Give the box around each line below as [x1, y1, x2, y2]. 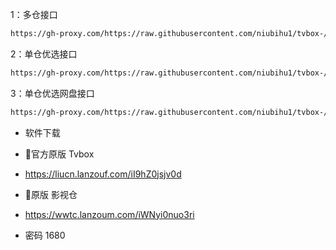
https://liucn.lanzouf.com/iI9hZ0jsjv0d [24, 168, 182, 180]
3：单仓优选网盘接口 [10, 87, 95, 99]
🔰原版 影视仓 [24, 188, 78, 200]
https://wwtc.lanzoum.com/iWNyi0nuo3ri [24, 208, 195, 220]
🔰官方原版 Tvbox [24, 148, 95, 160]
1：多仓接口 [10, 9, 58, 20]
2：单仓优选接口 [10, 48, 78, 60]
